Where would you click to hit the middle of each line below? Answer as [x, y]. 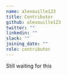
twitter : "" [20, 28]
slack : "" [18, 38]
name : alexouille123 [31, 11]
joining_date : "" [27, 44]
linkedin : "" [22, 33]
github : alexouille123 [33, 22]
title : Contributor [30, 17]
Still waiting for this [29, 66]
